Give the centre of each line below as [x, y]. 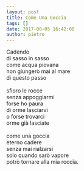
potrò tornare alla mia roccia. [43, 162]
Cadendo [18, 52]
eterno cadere [24, 142]
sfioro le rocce [24, 91]
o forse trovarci [26, 117]
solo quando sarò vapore [37, 155]
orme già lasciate [28, 123]
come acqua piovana [33, 65]
